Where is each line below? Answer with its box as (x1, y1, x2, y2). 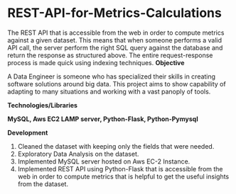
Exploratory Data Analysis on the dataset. (17, 149, 139, 158)
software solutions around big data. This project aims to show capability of (7, 79, 226, 88)
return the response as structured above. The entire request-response (7, 51, 213, 59)
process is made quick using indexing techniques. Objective (7, 58, 185, 67)
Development (7, 128, 48, 137)
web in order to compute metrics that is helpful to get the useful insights (17, 172, 230, 181)
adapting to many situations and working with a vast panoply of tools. (7, 87, 211, 96)
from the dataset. (17, 179, 69, 188)
